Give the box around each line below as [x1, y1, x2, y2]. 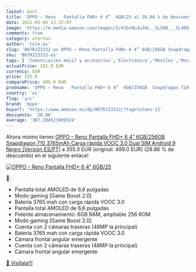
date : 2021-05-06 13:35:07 [6, 19, 72, 25]
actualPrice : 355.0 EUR [6, 63, 64, 69]
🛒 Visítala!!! [6, 260, 33, 267]
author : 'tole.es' [6, 42, 51, 47]
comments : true [6, 30, 43, 36]
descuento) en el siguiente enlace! [6, 152, 89, 159]
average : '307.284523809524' [6, 118, 77, 123]
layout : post [6, 8, 38, 15]
